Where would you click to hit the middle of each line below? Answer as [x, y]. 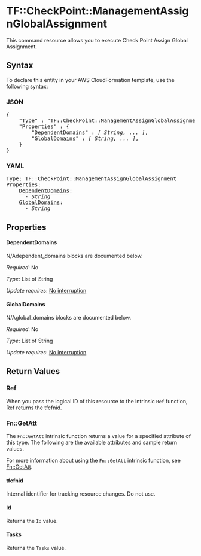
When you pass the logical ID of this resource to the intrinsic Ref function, [97, 401]
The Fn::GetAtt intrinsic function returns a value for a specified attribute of [99, 436]
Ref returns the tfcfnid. [34, 408]
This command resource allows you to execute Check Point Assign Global [97, 40]
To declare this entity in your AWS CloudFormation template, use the [90, 80]
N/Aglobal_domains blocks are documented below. [69, 318]
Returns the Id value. [32, 521]
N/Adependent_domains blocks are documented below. [74, 256]
